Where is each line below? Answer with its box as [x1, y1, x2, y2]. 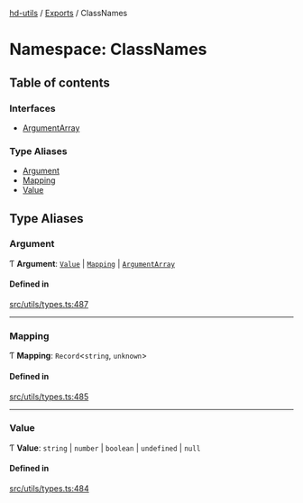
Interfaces [9, 102, 56, 114]
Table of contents [9, 75, 110, 90]
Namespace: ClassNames [9, 40, 207, 59]
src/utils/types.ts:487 [9, 299, 88, 310]
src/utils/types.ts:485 [9, 391, 89, 402]
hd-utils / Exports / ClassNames [9, 8, 128, 18]
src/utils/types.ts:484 [9, 483, 90, 494]
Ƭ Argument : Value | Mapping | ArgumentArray [9, 258, 176, 269]
